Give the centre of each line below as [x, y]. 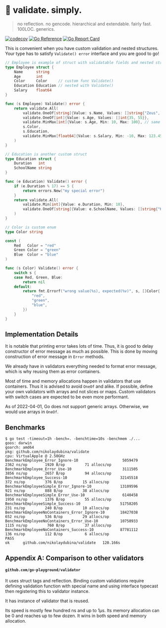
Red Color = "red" [35, 245]
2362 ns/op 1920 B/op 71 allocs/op [58, 465]
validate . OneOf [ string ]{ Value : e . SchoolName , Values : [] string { [90, 209]
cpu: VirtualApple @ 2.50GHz [35, 456]
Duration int [30, 163]
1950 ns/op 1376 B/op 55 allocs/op [58, 500]
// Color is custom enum [31, 227]
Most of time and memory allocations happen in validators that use [73, 381]
